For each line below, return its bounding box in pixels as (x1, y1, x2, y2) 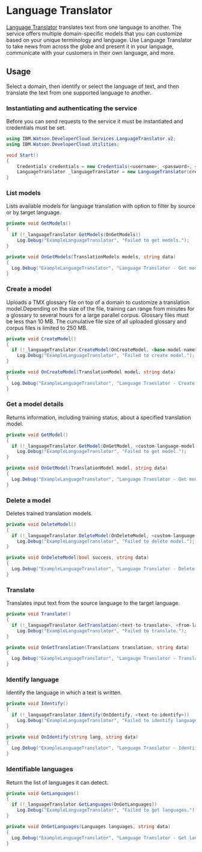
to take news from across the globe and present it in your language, (6, 43, 174, 50)
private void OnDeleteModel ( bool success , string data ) (6, 555, 149, 561)
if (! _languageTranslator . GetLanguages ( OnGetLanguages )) (11, 801, 158, 807)
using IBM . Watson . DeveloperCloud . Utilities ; (6, 141, 120, 148)
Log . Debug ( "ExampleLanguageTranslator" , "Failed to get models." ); (17, 237, 189, 244)
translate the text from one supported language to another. (6, 89, 151, 96)
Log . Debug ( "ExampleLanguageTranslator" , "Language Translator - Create (11, 380, 195, 386)
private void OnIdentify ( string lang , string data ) (6, 734, 138, 740)
